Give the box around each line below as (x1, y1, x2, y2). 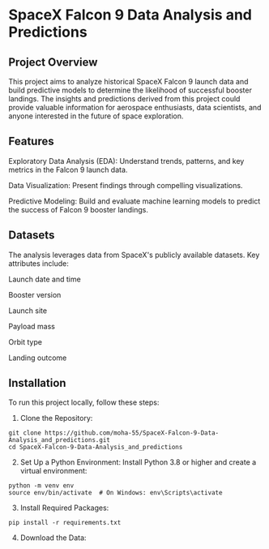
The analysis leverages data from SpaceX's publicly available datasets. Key (8, 250, 260, 259)
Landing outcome (8, 353, 67, 362)
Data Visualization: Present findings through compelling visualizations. (8, 180, 243, 190)
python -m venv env (8, 482, 75, 490)
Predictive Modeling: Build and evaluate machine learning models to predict (8, 196, 261, 206)
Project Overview (8, 55, 98, 69)
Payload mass (8, 321, 55, 331)
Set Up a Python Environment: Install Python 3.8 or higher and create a (19, 457, 257, 467)
